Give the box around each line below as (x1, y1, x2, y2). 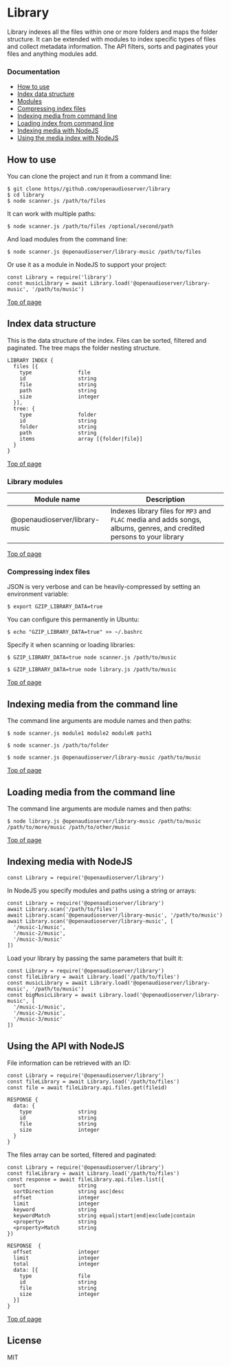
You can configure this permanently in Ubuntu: (7, 615, 140, 623)
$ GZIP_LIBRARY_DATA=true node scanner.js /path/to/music (7, 654, 177, 661)
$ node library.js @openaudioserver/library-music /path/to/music (7, 818, 201, 825)
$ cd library (7, 192, 45, 199)
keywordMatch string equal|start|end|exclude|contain (13, 1212, 195, 1219)
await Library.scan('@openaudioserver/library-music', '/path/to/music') (7, 912, 223, 919)
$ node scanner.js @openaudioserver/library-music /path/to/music (7, 754, 201, 761)
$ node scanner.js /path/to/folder (7, 742, 109, 749)
